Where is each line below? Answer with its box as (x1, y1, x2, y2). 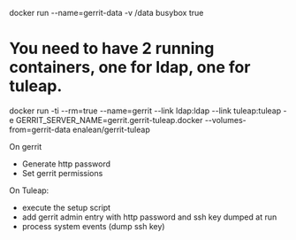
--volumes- (204, 114, 247, 125)
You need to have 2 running (9, 39, 215, 58)
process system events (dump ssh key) (21, 221, 165, 231)
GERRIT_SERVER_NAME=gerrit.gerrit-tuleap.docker (16, 114, 203, 125)
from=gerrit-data (9, 124, 71, 135)
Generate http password (21, 159, 111, 169)
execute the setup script (21, 202, 111, 213)
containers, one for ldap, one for (9, 58, 251, 78)
